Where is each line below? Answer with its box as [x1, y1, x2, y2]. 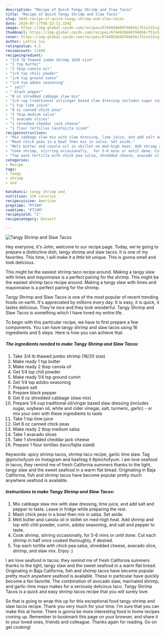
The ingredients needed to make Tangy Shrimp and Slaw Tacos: [5, 341, 139, 347]
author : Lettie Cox [5, 39, 46, 44]
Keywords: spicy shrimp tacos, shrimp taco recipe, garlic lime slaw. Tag [5, 451, 150, 457]
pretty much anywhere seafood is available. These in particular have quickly [5, 573, 160, 579]
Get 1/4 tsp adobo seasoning [12, 379, 71, 385]
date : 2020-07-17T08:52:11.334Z [5, 21, 71, 26]
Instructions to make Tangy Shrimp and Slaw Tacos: [5, 488, 115, 494]
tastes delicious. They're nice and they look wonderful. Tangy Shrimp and [5, 305, 154, 310]
